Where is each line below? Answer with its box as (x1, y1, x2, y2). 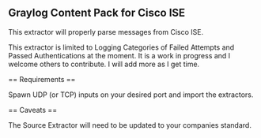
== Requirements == (8, 74, 76, 84)
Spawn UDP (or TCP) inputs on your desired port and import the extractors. (8, 90, 254, 99)
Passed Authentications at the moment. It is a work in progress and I (8, 50, 231, 60)
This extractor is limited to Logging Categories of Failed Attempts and (8, 43, 235, 52)
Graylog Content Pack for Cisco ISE (8, 6, 186, 20)
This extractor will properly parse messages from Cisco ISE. (8, 27, 204, 36)
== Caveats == (8, 105, 58, 114)
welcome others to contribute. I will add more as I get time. (8, 59, 200, 69)
